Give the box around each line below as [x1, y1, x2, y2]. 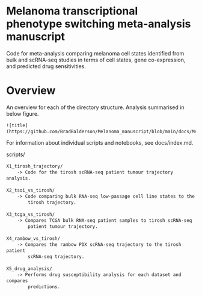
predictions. [28, 283, 61, 290]
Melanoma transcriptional [6, 4, 138, 18]
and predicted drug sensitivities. [6, 62, 86, 70]
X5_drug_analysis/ [6, 265, 52, 272]
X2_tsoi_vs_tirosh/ [6, 187, 55, 194]
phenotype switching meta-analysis [6, 17, 191, 31]
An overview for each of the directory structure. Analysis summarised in [6, 104, 185, 111]
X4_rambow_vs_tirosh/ [6, 235, 61, 242]
